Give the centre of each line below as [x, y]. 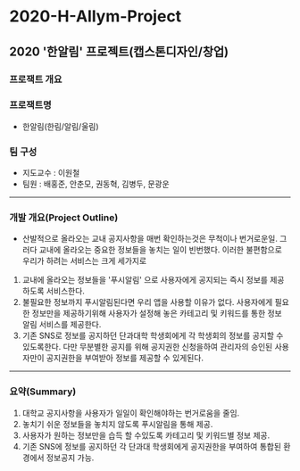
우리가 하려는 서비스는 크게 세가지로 [84, 261]
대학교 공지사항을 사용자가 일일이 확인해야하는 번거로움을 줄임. [131, 413]
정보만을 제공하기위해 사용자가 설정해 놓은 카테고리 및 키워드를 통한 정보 [157, 313]
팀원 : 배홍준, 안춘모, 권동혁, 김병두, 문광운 [96, 184]
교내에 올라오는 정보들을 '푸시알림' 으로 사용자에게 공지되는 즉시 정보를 [145, 280]
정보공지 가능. [70, 458]
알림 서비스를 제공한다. [62, 325]
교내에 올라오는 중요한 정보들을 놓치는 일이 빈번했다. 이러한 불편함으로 [161, 250]
